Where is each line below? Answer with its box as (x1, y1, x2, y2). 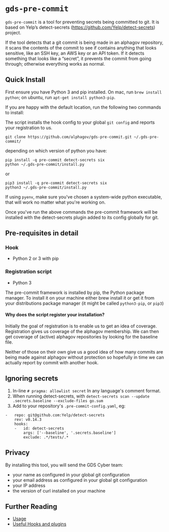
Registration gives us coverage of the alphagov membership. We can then (5, 328, 159, 334)
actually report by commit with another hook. (5, 359, 99, 365)
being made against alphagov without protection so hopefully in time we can (5, 354, 164, 360)
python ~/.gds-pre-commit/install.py (5, 162, 85, 167)
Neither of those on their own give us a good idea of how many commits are (5, 349, 163, 355)
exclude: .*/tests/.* (23, 434, 69, 440)
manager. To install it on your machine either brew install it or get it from (5, 295, 155, 301)
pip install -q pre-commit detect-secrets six (5, 157, 105, 163)
